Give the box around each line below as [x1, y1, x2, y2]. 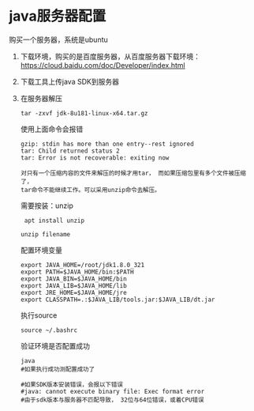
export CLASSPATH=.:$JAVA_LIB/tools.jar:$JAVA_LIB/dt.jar [20, 296, 215, 304]
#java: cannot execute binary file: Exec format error [20, 387, 205, 395]
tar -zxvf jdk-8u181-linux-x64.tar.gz [20, 109, 148, 117]
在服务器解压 [20, 93, 62, 103]
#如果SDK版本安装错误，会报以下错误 [20, 380, 123, 388]
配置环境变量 [20, 245, 62, 255]
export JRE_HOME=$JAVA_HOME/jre [20, 288, 127, 296]
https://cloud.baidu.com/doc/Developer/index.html [20, 60, 185, 70]
